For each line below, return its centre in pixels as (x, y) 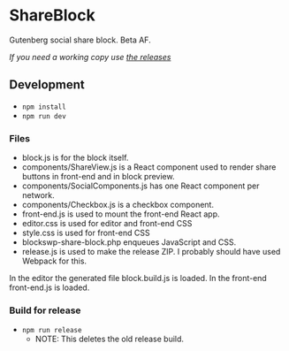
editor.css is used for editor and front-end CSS (107, 224)
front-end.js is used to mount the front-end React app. (121, 214)
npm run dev (44, 116)
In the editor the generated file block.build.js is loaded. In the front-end (138, 279)
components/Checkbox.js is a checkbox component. (118, 205)
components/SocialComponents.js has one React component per (141, 186)
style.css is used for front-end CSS (86, 233)
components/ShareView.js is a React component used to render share (149, 167)
